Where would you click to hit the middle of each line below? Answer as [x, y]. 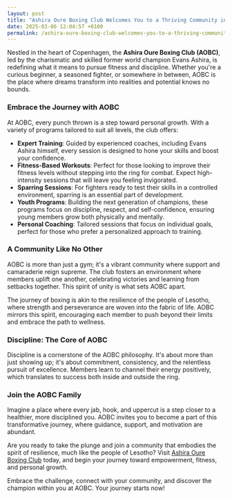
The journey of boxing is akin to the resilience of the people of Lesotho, [109, 300]
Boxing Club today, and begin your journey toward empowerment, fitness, [112, 460]
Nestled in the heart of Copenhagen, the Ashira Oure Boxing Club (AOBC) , [114, 53]
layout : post [26, 13]
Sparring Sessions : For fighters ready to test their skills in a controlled [117, 187]
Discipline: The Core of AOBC [58, 340]
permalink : [23, 33]
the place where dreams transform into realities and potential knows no [108, 82]
